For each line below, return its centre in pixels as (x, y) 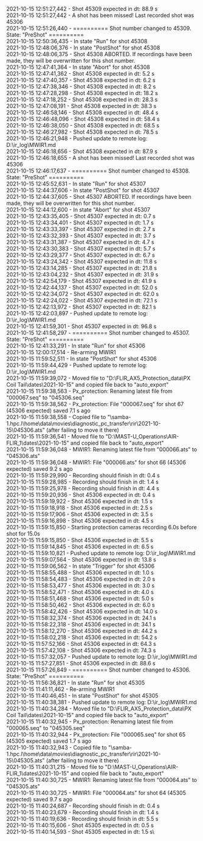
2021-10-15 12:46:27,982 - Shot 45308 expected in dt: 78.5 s (82, 132)
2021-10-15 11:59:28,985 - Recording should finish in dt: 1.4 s (83, 482)
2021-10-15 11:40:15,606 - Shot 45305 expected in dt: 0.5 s (80, 825)
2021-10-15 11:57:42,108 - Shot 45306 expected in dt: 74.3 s (81, 650)
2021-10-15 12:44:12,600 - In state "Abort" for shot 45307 (78, 209)
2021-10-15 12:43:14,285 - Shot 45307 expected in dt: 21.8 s (81, 268)
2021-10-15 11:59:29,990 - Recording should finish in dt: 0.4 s (83, 475)
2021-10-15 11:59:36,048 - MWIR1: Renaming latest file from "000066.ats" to (102, 449)
